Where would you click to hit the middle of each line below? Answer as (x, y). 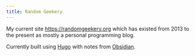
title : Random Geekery (34, 12)
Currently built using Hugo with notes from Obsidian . (71, 46)
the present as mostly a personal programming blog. (71, 35)
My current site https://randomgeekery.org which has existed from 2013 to (98, 29)
